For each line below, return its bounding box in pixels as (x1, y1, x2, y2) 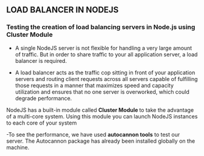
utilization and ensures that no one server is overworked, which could (15, 88, 189, 96)
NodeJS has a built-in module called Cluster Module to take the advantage (6, 106, 194, 114)
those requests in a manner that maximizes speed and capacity (15, 82, 174, 89)
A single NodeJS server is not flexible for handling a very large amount (15, 44, 192, 51)
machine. (6, 143, 30, 151)
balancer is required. (15, 57, 67, 64)
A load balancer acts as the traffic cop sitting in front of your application (15, 69, 195, 76)
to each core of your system (6, 119, 77, 126)
